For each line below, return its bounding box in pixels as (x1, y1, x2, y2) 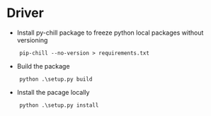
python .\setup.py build (19, 76, 93, 83)
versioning (16, 35, 48, 44)
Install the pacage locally (16, 88, 90, 96)
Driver (6, 5, 44, 21)
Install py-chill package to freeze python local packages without (16, 28, 204, 37)
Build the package (16, 62, 70, 70)
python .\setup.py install (19, 101, 99, 109)
